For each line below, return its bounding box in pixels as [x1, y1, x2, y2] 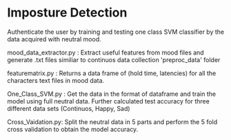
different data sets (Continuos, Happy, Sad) [7, 104, 130, 112]
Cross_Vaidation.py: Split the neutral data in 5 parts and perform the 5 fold [7, 117, 218, 126]
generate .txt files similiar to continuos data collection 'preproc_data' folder [7, 55, 221, 63]
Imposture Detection [7, 5, 128, 21]
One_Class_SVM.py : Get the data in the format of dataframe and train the [7, 90, 216, 98]
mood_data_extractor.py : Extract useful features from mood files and [7, 48, 205, 57]
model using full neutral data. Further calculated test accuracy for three [7, 97, 210, 105]
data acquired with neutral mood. [7, 34, 101, 43]
